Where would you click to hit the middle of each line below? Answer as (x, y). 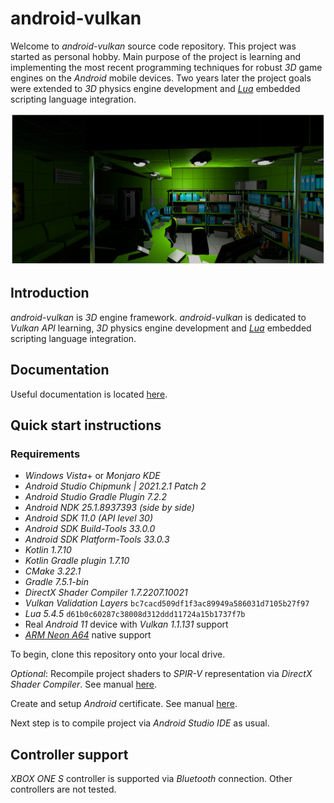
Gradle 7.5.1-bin (56, 582)
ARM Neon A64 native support (88, 635)
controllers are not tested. (63, 789)
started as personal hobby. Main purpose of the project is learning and (156, 56)
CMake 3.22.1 (53, 571)
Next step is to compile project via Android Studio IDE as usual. (140, 723)
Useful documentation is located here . (89, 394)
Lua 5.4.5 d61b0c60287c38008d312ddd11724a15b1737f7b (135, 614)
